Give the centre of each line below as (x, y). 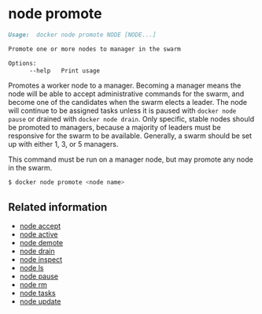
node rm (33, 285)
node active (39, 234)
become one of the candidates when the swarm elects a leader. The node (128, 103)
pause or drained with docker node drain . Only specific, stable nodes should (131, 119)
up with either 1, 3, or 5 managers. (63, 144)
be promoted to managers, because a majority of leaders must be (115, 128)
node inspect (41, 260)
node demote (41, 243)
